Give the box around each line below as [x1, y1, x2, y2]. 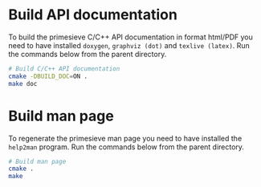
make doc [8, 79, 38, 87]
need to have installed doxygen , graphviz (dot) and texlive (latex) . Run [8, 40, 251, 50]
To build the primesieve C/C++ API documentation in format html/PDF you [8, 32, 253, 42]
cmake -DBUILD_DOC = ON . [8, 72, 88, 80]
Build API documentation [8, 6, 178, 24]
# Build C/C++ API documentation [8, 64, 120, 73]
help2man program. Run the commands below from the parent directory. [8, 142, 245, 152]
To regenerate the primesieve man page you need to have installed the [8, 133, 243, 143]
